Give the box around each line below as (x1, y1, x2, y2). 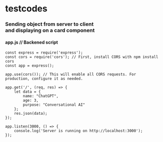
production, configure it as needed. (5, 76, 83, 81)
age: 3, (23, 98, 39, 103)
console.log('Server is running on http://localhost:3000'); (14, 129, 143, 134)
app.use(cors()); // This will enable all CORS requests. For (5, 72, 136, 77)
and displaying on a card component (5, 27, 95, 34)
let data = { (14, 89, 41, 94)
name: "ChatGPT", (23, 94, 58, 99)
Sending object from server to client (5, 21, 94, 28)
